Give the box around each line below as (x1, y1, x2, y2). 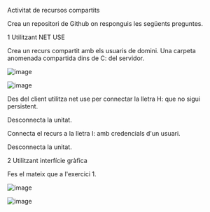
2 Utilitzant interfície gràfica (7, 157, 87, 164)
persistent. (7, 102, 38, 111)
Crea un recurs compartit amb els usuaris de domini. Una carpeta (7, 47, 196, 55)
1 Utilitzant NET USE (7, 33, 65, 41)
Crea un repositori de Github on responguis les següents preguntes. (7, 20, 203, 27)
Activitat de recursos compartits (7, 6, 100, 14)
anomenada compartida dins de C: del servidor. (7, 54, 145, 62)
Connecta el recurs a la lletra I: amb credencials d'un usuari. (7, 129, 181, 137)
